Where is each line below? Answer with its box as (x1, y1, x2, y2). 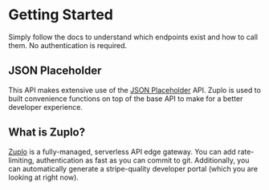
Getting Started (8, 6, 114, 24)
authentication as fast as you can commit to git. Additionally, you (35, 155, 250, 165)
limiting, (8, 155, 35, 165)
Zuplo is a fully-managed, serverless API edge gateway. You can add (8, 147, 237, 156)
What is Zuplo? (8, 126, 86, 139)
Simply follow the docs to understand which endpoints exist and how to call (8, 32, 259, 42)
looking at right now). (8, 172, 79, 182)
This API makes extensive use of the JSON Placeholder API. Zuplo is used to (8, 85, 261, 95)
